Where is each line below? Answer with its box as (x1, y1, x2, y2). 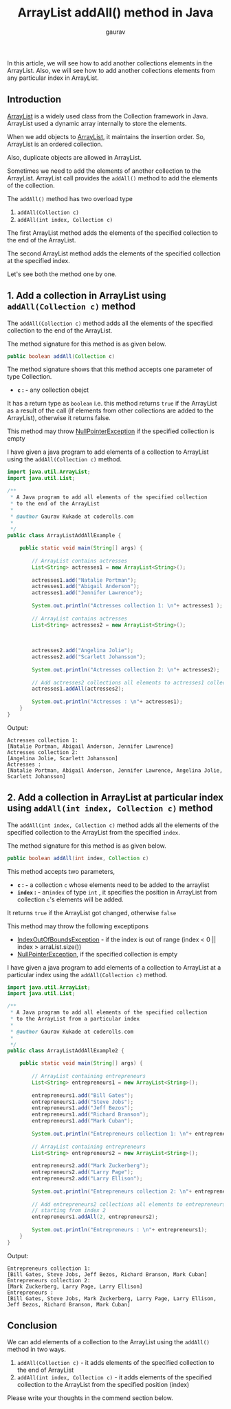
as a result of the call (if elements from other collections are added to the (7, 406, 214, 415)
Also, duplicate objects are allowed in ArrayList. (7, 153, 142, 161)
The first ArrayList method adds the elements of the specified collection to (7, 229, 219, 237)
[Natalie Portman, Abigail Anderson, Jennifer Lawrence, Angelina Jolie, (7, 766, 223, 774)
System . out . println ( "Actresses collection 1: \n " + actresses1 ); (32, 603, 223, 609)
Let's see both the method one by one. (7, 270, 117, 278)
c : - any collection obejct (16, 386, 89, 394)
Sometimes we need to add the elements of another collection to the (7, 167, 201, 175)
